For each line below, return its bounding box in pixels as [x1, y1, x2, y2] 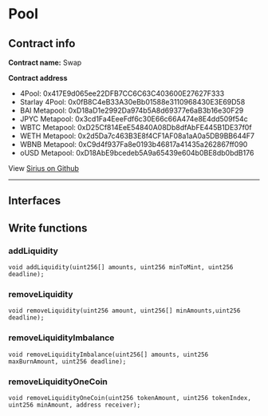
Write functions [8, 221, 88, 235]
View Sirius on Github [8, 164, 80, 172]
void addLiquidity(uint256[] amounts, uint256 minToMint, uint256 [8, 263, 234, 271]
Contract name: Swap [8, 57, 82, 67]
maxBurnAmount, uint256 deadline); [8, 357, 127, 366]
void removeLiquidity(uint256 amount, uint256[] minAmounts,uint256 [8, 307, 241, 315]
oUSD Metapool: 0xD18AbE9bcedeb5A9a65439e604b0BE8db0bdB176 [19, 149, 254, 157]
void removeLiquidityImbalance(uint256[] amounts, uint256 [8, 351, 209, 359]
